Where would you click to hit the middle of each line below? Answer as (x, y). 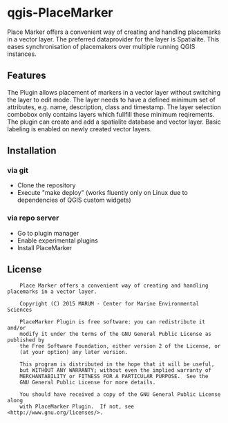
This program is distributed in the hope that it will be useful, (117, 364)
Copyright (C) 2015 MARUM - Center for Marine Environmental (109, 303)
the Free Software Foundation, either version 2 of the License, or (120, 346)
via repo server (33, 218)
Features (27, 76)
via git (18, 171)
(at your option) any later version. (74, 352)
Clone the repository (46, 185)
